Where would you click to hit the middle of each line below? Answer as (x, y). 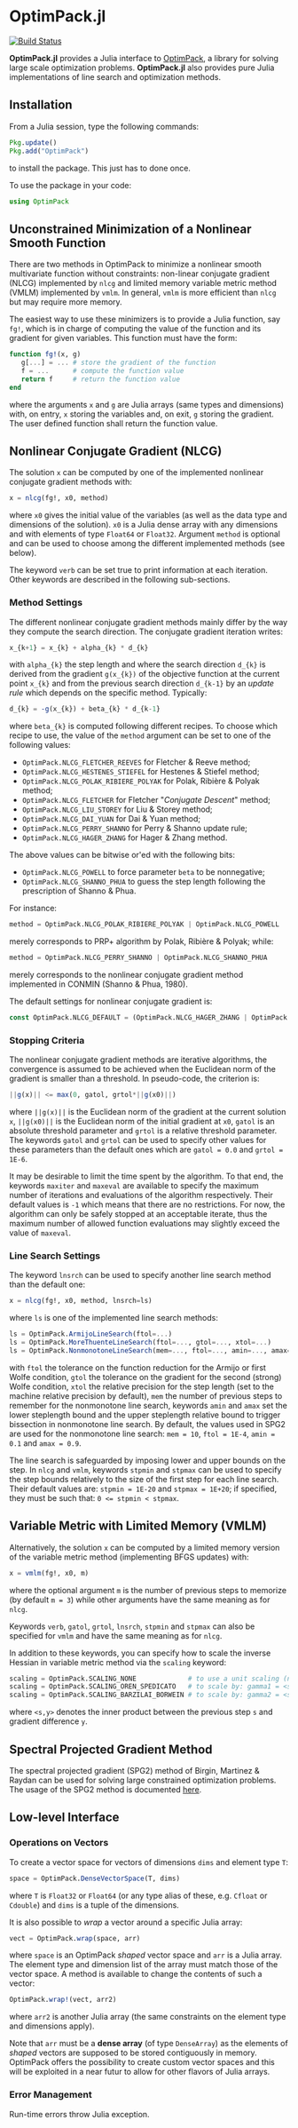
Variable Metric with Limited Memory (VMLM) (138, 1526)
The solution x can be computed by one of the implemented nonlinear (137, 472)
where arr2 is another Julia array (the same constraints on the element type (148, 2017)
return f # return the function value (100, 379)
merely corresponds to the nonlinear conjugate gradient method (126, 975)
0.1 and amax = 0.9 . (45, 1443)
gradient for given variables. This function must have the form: (123, 338)
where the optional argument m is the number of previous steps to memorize (148, 1590)
